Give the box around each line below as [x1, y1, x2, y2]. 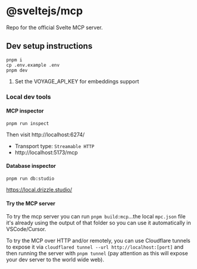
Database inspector [6, 162, 57, 170]
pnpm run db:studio [6, 176, 55, 182]
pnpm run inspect [6, 120, 49, 126]
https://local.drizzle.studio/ [6, 186, 73, 193]
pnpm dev [6, 67, 28, 73]
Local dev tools [6, 92, 51, 101]
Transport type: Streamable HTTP [14, 142, 95, 149]
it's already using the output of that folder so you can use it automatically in [6, 219, 192, 227]
